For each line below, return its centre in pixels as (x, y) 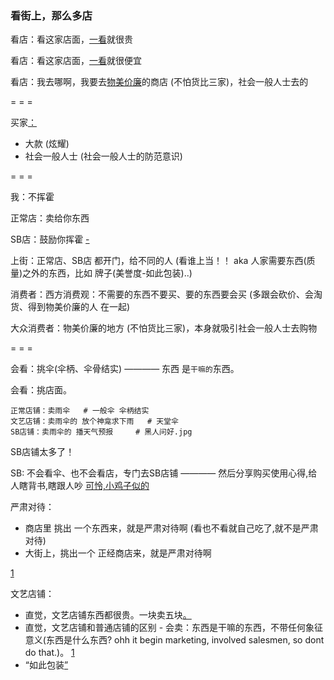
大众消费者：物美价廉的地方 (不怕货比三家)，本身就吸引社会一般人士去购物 (164, 328)
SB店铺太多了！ (42, 452)
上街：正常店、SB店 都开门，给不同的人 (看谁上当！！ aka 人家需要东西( (158, 261)
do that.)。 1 (49, 653)
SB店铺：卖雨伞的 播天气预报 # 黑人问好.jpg (101, 432)
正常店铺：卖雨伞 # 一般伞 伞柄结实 (80, 411)
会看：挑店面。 (41, 390)
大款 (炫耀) (47, 144)
